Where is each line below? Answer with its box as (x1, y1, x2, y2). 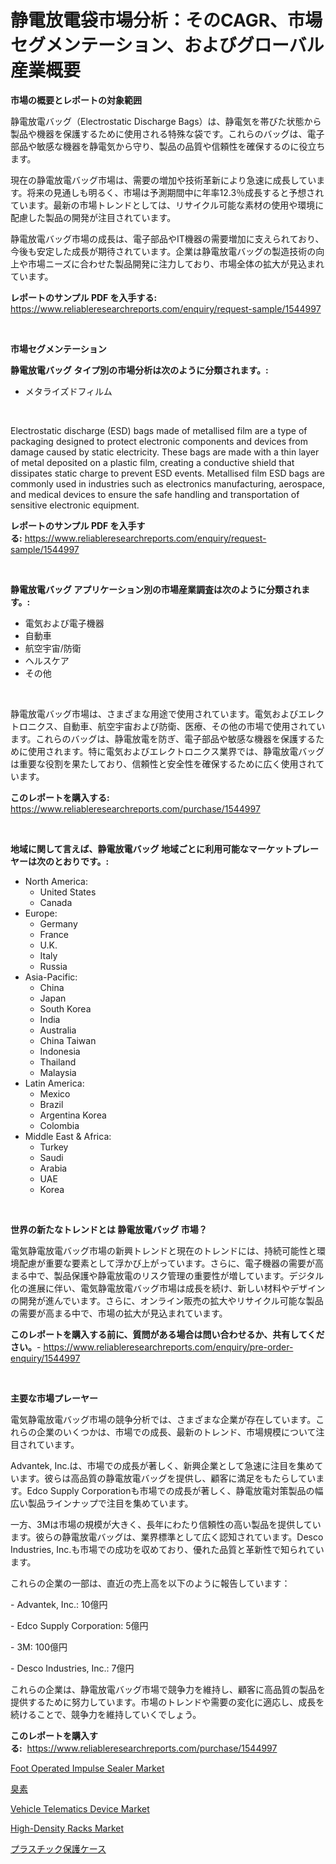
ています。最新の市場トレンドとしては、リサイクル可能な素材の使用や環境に (10, 199, 325, 211)
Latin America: (24, 1077, 85, 1089)
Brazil (39, 1098, 64, 1110)
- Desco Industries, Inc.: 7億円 (10, 1662, 135, 1674)
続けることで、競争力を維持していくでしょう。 (10, 1708, 202, 1720)
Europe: (24, 907, 58, 919)
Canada (39, 896, 73, 908)
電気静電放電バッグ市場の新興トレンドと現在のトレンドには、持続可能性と (10, 1244, 317, 1256)
